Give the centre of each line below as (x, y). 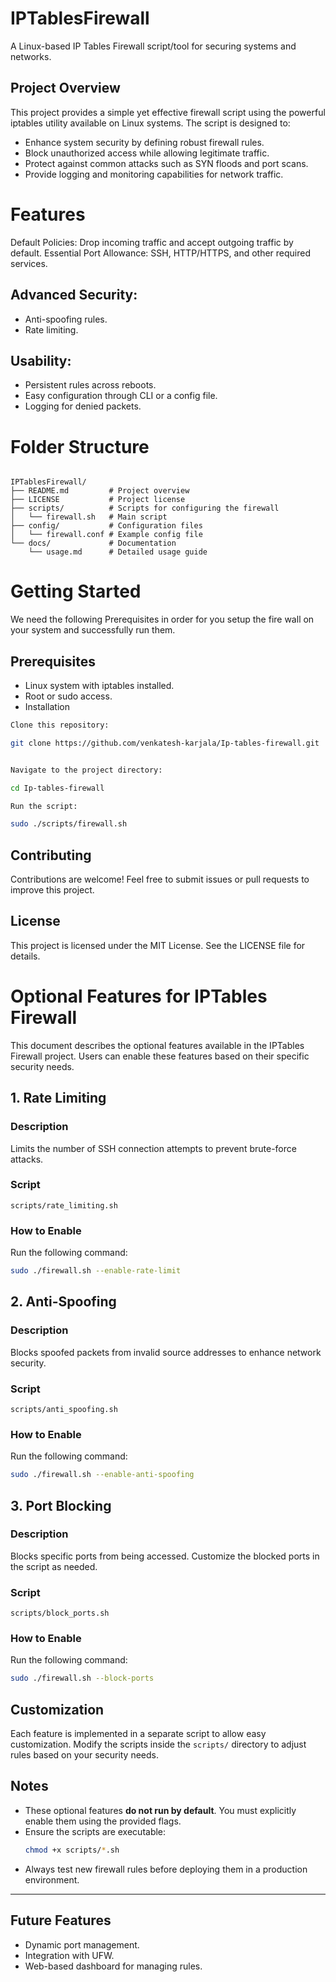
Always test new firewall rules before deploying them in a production (166, 1869)
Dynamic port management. (82, 1944)
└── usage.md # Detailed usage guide (118, 552)
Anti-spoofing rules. (66, 319)
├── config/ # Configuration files (106, 526)
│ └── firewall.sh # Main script (89, 517)
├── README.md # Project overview (100, 491)
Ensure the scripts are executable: (95, 1831)
